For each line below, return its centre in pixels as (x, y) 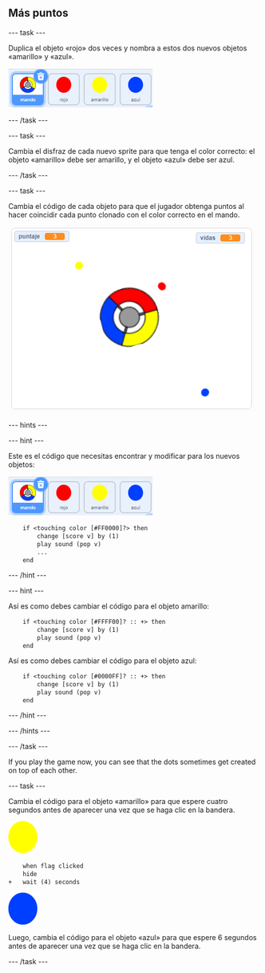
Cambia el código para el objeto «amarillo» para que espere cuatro (118, 801)
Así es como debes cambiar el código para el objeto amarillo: (109, 606)
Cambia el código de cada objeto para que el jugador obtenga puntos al (127, 206)
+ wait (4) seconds (44, 882)
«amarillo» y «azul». (41, 56)
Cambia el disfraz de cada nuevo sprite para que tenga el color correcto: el (132, 151)
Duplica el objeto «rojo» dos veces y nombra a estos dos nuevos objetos (128, 48)
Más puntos (39, 13)
